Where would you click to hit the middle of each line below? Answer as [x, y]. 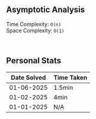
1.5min [63, 87]
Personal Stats [34, 61]
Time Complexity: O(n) [33, 24]
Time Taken [70, 77]
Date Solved [28, 77]
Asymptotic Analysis [46, 10]
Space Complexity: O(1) [35, 30]
